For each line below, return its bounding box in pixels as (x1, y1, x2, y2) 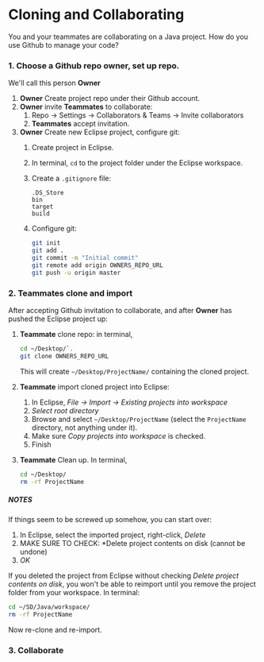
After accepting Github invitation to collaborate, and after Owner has (8, 305, 232, 315)
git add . (31, 246, 65, 255)
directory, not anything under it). (31, 423, 138, 432)
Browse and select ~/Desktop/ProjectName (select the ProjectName (31, 414, 247, 424)
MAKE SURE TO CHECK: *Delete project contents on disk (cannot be (19, 539, 246, 548)
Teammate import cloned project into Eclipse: (19, 381, 170, 391)
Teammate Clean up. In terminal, (19, 455, 128, 464)
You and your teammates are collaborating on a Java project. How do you (8, 32, 248, 41)
